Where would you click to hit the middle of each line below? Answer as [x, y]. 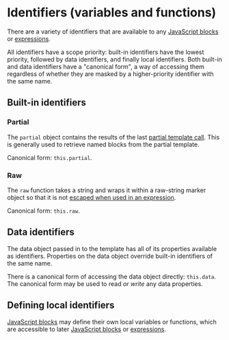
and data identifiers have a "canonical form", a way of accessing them [106, 66]
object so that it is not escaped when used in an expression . [92, 197]
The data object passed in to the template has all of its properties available [112, 248]
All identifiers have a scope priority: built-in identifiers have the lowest [106, 52]
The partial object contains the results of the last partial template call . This [113, 137]
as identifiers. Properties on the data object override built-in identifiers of [110, 256]
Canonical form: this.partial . [50, 157]
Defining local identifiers [61, 305]
